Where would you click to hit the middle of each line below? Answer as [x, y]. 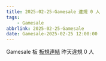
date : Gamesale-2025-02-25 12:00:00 [52, 34]
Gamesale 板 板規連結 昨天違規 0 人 [50, 52]
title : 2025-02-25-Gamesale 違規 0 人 [53, 12]
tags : [13, 17]
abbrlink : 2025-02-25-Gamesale [45, 28]
